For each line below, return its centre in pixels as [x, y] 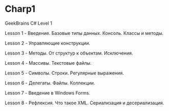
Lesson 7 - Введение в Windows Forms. [48, 92]
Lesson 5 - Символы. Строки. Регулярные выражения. [64, 73]
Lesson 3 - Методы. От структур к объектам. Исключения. [69, 53]
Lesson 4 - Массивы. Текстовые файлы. [48, 63]
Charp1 [20, 9]
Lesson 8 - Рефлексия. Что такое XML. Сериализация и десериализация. [84, 103]
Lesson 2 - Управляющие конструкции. [48, 43]
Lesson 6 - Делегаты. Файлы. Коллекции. [50, 83]
